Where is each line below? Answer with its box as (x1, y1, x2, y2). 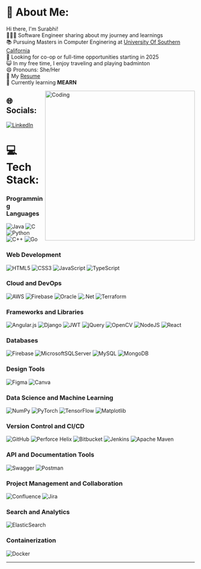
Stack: (6, 173, 39, 186)
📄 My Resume (6, 72, 41, 80)
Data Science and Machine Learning (6, 394, 114, 402)
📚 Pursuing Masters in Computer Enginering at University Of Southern (6, 38, 181, 46)
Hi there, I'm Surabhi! (6, 25, 59, 32)
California (6, 47, 31, 54)
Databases (6, 337, 38, 345)
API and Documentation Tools (6, 450, 95, 459)
